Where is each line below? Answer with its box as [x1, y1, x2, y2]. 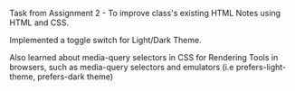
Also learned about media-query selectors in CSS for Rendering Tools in [9, 52, 279, 62]
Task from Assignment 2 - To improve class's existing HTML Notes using [9, 8, 281, 18]
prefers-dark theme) [37, 71, 114, 82]
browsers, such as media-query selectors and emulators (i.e [9, 62, 234, 72]
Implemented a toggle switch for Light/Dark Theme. [9, 35, 202, 45]
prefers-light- [235, 62, 287, 72]
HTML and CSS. [9, 17, 70, 28]
